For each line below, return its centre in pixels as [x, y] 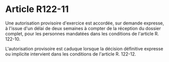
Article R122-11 [37, 9]
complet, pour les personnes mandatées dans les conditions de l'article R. [82, 33]
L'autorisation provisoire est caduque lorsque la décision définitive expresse [84, 48]
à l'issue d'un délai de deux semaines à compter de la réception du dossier [83, 28]
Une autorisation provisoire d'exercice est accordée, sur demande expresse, [85, 23]
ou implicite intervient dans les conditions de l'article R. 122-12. [71, 54]
